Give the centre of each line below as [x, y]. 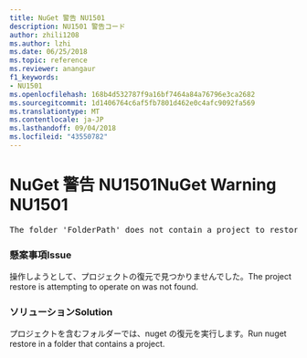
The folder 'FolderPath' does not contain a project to [137, 230]
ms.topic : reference [49, 60]
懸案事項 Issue [41, 255]
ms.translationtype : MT [55, 111]
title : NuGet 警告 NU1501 [57, 18]
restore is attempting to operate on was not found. [104, 287]
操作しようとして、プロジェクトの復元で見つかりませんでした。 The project [151, 277]
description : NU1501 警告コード [68, 26]
